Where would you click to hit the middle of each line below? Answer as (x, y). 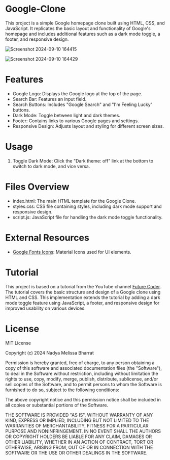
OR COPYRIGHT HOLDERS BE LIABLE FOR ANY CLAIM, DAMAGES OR (79, 437)
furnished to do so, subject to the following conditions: (62, 390)
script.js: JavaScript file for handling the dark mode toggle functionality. (88, 217)
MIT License (18, 343)
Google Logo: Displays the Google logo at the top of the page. (77, 93)
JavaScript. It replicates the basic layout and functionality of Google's (78, 28)
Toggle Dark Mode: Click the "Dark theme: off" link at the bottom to (83, 160)
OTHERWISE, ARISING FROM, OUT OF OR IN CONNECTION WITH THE (79, 447)
